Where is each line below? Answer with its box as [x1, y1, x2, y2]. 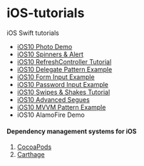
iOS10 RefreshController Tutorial [16, 57, 112, 66]
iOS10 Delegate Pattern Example [16, 65, 113, 73]
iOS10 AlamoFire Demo [16, 110, 85, 119]
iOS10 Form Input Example [16, 73, 95, 81]
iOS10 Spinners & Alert [16, 50, 83, 58]
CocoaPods [16, 142, 52, 151]
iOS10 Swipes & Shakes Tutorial [16, 88, 110, 96]
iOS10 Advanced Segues [16, 95, 90, 104]
